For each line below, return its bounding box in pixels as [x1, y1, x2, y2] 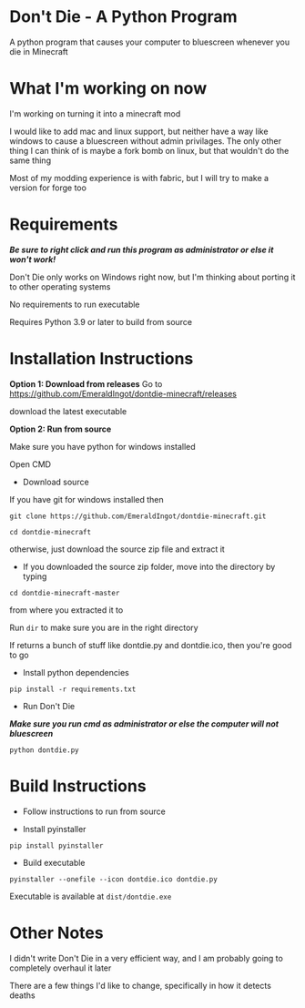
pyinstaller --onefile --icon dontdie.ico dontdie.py [9, 874, 219, 884]
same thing [9, 155, 52, 166]
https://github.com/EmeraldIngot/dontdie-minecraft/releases [9, 388, 237, 399]
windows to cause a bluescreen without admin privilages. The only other [9, 135, 282, 147]
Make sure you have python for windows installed [9, 441, 196, 452]
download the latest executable [9, 405, 127, 416]
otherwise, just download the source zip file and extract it [9, 544, 225, 555]
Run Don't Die [22, 700, 76, 711]
